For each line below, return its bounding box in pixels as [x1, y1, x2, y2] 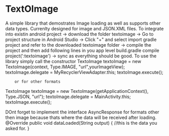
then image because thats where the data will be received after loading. [5, 114, 157, 121]
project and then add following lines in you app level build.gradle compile [5, 47, 160, 53]
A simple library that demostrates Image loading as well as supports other [5, 20, 161, 26]
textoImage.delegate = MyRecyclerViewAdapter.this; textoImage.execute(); [5, 69, 164, 75]
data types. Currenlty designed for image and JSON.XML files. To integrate [5, 25, 164, 31]
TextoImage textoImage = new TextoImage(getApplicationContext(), [5, 88, 149, 94]
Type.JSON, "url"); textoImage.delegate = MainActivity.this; [5, 93, 131, 100]
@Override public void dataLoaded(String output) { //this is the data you [5, 120, 157, 126]
